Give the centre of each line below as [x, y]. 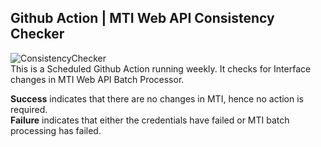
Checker [37, 34]
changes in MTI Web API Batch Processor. [97, 79]
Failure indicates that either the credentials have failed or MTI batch [150, 120]
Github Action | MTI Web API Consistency [142, 18]
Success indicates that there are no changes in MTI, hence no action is [157, 98]
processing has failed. [56, 130]
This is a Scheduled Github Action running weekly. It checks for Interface [161, 68]
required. [29, 109]
